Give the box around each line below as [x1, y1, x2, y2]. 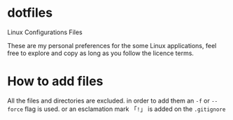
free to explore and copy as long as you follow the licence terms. [7, 49, 195, 57]
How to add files [7, 73, 104, 89]
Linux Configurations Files [7, 28, 83, 36]
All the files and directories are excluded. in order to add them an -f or [7, 96, 210, 105]
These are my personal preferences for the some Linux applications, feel [7, 41, 217, 50]
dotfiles [7, 5, 53, 21]
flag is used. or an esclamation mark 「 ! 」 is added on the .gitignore [24, 105, 226, 113]
